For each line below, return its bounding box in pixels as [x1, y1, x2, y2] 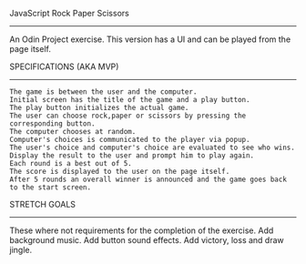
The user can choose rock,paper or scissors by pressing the [9, 111, 247, 120]
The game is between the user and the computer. [9, 87, 198, 96]
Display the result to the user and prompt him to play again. [9, 151, 255, 160]
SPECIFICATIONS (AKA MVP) [9, 61, 119, 72]
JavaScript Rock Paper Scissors [9, 8, 129, 18]
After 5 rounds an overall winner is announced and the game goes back [9, 175, 287, 184]
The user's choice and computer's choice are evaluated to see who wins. [9, 143, 296, 152]
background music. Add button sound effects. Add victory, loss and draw [9, 235, 284, 245]
